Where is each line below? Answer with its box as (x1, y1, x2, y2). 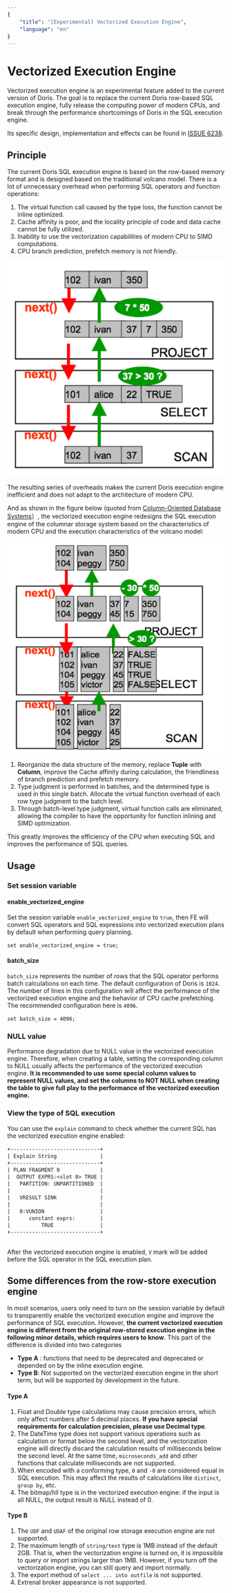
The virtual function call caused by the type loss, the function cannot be (17, 203, 222, 211)
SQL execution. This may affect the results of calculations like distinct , (17, 1473, 221, 1482)
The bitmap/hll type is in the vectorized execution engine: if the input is (17, 1488, 220, 1496)
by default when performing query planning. (7, 928, 133, 936)
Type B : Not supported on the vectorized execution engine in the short (17, 1368, 219, 1377)
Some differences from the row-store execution (7, 1275, 217, 1286)
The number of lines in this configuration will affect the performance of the (7, 986, 220, 995)
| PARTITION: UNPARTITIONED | (7, 1180, 104, 1187)
